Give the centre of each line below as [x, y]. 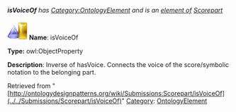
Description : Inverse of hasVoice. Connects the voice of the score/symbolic [118, 65]
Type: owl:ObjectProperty [45, 51]
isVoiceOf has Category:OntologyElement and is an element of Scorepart [115, 10]
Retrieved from [29, 86]
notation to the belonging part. [52, 72]
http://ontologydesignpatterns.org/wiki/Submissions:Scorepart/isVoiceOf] [117, 93]
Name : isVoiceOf [54, 37]
